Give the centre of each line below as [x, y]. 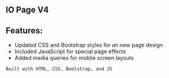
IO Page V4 [27, 10]
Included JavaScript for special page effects [70, 51]
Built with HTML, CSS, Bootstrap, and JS [59, 69]
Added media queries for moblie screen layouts [74, 58]
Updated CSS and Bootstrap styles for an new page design [88, 45]
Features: [24, 31]
